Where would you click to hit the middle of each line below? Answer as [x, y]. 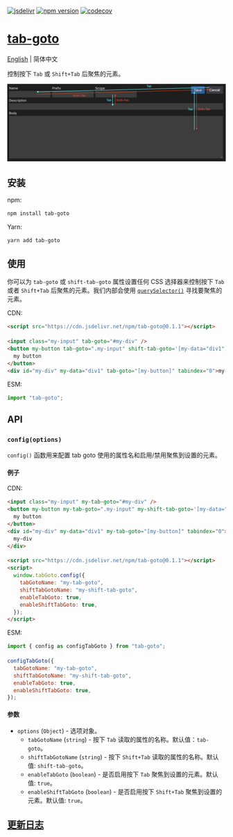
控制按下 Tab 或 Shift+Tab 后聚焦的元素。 [66, 74]
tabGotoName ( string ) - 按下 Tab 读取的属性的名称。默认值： [112, 740]
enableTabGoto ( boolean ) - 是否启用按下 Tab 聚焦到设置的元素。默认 [123, 774]
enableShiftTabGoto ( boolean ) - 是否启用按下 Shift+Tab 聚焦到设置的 [125, 792]
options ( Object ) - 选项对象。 [59, 731]
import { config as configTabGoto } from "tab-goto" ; [87, 646]
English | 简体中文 [33, 58]
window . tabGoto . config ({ [49, 575]
